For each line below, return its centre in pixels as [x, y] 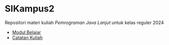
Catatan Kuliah [27, 37]
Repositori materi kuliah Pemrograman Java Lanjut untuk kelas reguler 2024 [84, 22]
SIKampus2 [30, 9]
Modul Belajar [27, 32]
